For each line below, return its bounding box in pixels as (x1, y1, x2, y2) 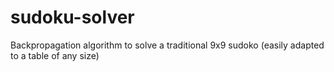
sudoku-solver (10, 6, 135, 29)
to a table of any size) (10, 49, 100, 61)
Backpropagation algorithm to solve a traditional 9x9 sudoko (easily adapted (10, 39, 325, 51)
